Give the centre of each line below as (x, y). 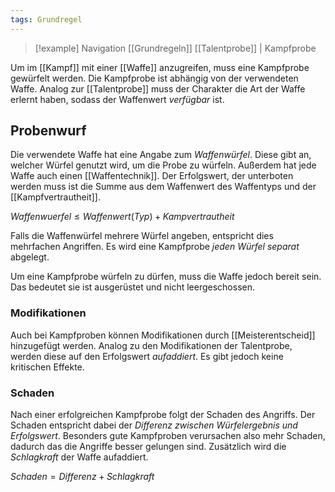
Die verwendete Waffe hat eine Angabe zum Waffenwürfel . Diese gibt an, (161, 155)
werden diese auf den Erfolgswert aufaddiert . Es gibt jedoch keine (147, 356)
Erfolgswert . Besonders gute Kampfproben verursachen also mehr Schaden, (168, 436)
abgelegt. (30, 257)
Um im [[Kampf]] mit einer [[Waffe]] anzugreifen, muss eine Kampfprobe (160, 67)
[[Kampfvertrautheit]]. (55, 197)
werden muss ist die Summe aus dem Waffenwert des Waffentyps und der (163, 187)
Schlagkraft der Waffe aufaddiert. (79, 457)
